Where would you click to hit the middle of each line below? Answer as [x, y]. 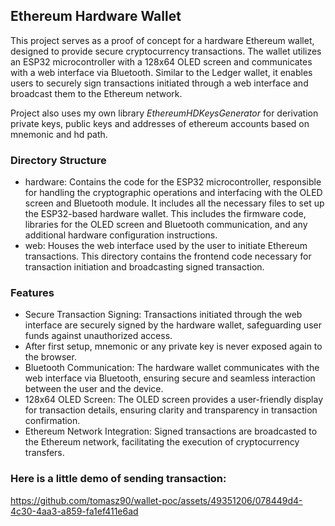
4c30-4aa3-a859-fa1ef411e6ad [74, 511]
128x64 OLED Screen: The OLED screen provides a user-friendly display [174, 400]
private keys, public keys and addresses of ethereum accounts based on [160, 123]
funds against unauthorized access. [98, 336]
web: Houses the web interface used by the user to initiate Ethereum [166, 246]
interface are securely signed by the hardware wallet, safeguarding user [173, 325]
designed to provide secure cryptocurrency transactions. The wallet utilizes [166, 51]
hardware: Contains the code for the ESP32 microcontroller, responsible [173, 182]
